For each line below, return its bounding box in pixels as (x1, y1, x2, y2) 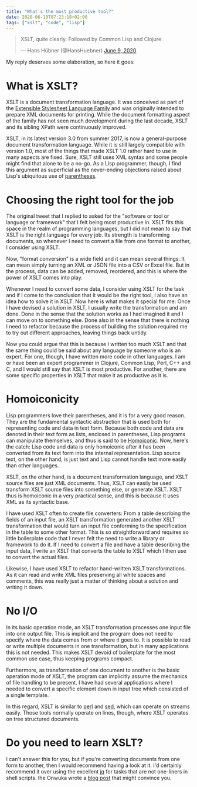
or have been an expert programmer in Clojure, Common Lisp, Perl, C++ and (6, 360, 191, 367)
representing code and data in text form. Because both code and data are (6, 424, 184, 431)
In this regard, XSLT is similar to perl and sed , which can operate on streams (6, 703, 191, 710)
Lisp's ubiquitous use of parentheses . (6, 172, 97, 180)
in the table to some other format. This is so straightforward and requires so (6, 529, 189, 536)
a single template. (6, 692, 49, 699)
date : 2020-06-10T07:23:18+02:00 (6, 14, 88, 20)
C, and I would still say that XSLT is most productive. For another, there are (6, 366, 186, 373)
